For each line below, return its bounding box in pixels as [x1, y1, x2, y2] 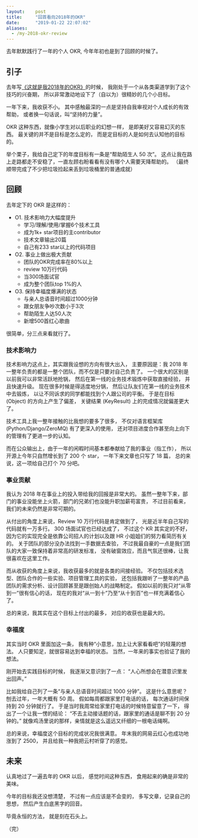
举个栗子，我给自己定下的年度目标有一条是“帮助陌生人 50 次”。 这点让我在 [6, 150, 187, 157]
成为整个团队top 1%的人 [23, 280, 82, 287]
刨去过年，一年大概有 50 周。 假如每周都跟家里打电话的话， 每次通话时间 [6, 695, 184, 702]
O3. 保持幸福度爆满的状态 [14, 287, 77, 295]
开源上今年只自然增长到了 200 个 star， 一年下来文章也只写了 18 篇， [6, 452, 174, 460]
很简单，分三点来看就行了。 [6, 329, 74, 337]
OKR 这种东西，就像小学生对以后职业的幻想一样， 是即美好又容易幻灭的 [6, 123, 180, 130]
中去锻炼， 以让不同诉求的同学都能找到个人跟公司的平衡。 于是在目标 [6, 390, 175, 397]
